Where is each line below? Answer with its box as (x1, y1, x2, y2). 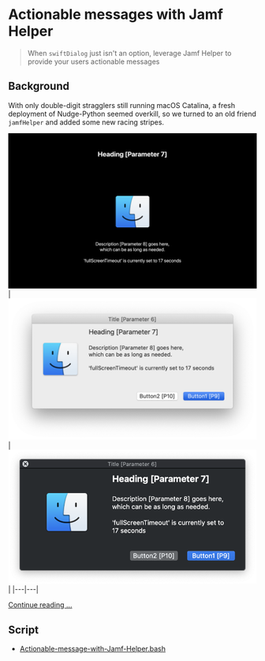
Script (8, 623, 39, 637)
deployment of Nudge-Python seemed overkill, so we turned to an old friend (8, 109, 256, 118)
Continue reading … (8, 600, 73, 610)
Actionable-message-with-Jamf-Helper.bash (19, 644, 166, 654)
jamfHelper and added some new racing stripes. (8, 117, 164, 127)
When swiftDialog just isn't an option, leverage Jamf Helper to (27, 48, 232, 58)
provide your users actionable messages (27, 57, 160, 66)
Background (8, 80, 69, 93)
